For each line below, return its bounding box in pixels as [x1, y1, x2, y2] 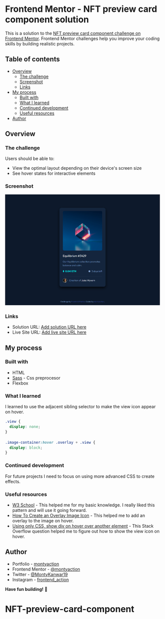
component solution [5, 14, 89, 25]
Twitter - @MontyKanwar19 [12, 571, 68, 577]
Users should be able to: [5, 155, 55, 161]
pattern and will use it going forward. [12, 507, 87, 513]
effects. [5, 478, 21, 484]
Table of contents [5, 55, 60, 64]
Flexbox [12, 380, 28, 386]
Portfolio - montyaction [12, 561, 59, 567]
